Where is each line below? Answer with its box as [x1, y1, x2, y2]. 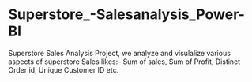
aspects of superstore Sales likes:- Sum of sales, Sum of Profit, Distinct [8, 57, 241, 66]
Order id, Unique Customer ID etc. [8, 65, 119, 74]
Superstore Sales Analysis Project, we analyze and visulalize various [8, 48, 231, 58]
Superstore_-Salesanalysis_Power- [8, 6, 245, 24]
